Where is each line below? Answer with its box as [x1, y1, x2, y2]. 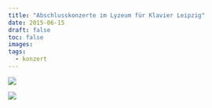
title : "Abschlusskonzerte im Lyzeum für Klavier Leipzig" [8, 11, 206, 20]
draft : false [8, 26, 51, 34]
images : [8, 41, 34, 49]
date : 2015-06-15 [8, 19, 65, 27]
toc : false [8, 33, 44, 41]
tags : [8, 48, 26, 56]
